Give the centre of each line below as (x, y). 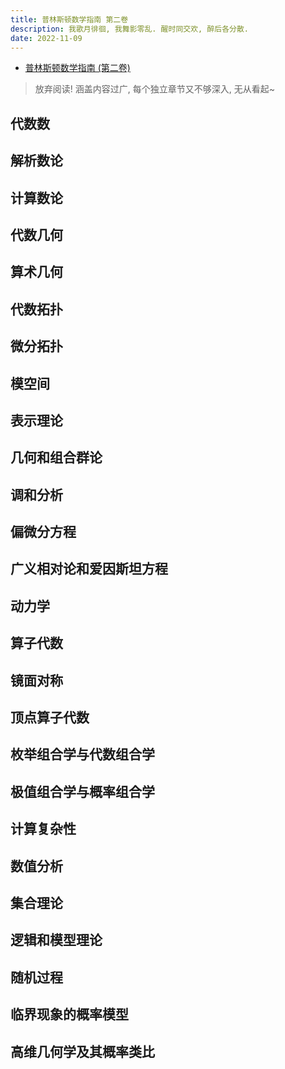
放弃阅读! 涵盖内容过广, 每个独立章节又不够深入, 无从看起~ (154, 89)
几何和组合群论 (56, 457)
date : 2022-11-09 (46, 38)
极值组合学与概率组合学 (82, 791)
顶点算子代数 (50, 717)
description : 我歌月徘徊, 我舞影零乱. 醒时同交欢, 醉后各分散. (130, 29)
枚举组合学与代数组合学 (82, 754)
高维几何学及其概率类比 (82, 1051)
